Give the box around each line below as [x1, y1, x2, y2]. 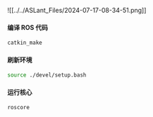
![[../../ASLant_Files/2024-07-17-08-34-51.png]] [7, 6, 147, 14]
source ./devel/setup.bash [7, 72, 87, 79]
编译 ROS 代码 [7, 23, 48, 31]
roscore [7, 104, 30, 111]
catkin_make [7, 39, 42, 47]
